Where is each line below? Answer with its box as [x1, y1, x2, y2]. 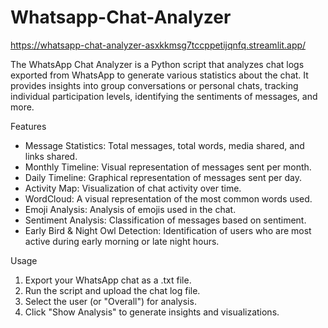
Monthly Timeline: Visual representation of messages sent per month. [24, 161, 312, 173]
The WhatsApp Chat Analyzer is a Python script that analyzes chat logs [10, 58, 305, 70]
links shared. [24, 150, 78, 162]
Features [10, 120, 47, 132]
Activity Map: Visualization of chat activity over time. [24, 182, 242, 194]
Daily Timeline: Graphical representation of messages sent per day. [24, 171, 302, 183]
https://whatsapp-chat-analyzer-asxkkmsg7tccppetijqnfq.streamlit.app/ [10, 39, 307, 51]
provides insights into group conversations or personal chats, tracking [10, 79, 299, 91]
